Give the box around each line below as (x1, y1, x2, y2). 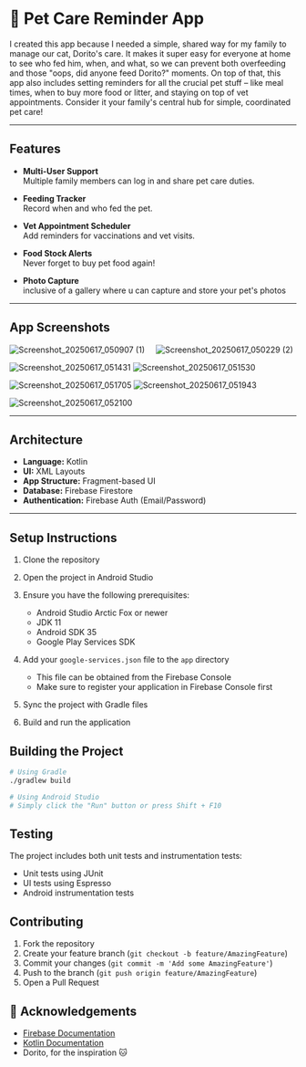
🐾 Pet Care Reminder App (9, 8, 205, 29)
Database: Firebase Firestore (22, 486, 134, 497)
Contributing (9, 914, 84, 929)
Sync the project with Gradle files (22, 699, 148, 710)
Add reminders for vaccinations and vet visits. (22, 230, 196, 241)
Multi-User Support (22, 165, 98, 176)
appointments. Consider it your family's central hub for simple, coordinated (9, 96, 291, 108)
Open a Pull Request (22, 977, 100, 989)
